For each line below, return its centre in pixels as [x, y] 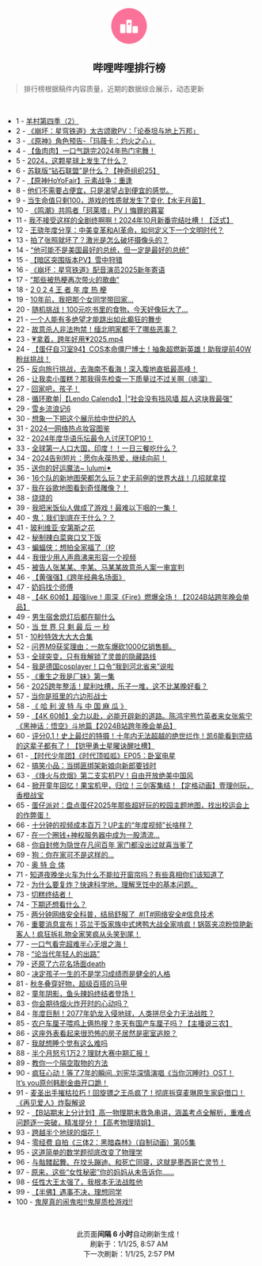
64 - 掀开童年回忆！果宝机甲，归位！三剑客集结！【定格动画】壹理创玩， [135, 785]
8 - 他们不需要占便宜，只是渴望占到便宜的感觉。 [94, 190]
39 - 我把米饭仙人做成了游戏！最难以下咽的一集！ [97, 508]
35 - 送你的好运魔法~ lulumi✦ [64, 468]
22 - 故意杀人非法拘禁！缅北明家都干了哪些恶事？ [97, 329]
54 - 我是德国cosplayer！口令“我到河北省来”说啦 [95, 666]
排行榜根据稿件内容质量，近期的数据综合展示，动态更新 [114, 88]
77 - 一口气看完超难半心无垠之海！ [72, 944]
